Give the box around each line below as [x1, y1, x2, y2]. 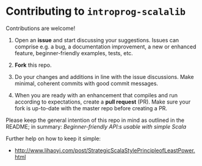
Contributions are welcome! [5, 25, 76, 32]
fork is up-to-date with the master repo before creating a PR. [14, 104, 168, 111]
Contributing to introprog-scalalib [5, 4, 186, 18]
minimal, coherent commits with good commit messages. [14, 80, 159, 87]
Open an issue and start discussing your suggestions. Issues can [14, 36, 179, 43]
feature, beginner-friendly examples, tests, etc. [14, 49, 134, 56]
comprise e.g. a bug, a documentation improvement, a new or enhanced [14, 43, 197, 50]
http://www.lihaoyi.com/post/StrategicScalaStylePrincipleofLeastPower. [14, 146, 196, 154]
